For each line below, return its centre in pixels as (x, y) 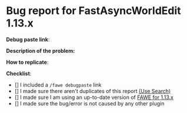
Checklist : (19, 73)
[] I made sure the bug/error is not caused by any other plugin (89, 103)
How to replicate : (27, 62)
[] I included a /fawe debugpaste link (58, 85)
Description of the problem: (41, 50)
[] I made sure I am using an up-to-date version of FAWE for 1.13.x (94, 97)
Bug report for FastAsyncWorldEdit (93, 11)
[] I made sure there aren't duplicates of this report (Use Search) (93, 91)
